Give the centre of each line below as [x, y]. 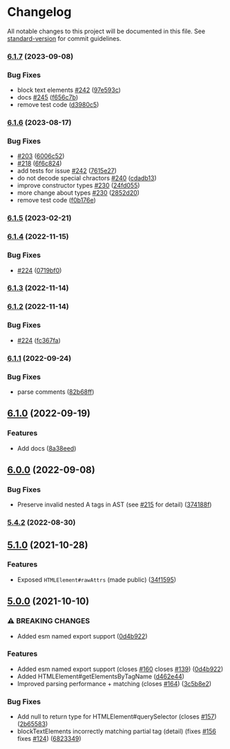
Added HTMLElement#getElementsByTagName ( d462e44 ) [101, 676]
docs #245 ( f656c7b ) [47, 97]
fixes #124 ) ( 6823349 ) [49, 739]
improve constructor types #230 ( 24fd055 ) [78, 186]
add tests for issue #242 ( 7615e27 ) [67, 171]
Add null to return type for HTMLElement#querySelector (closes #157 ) [117, 717]
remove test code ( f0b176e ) [57, 200]
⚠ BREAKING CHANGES [49, 621]
